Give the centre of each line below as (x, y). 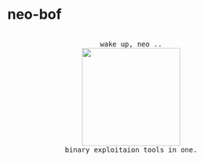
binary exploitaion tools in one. (131, 149)
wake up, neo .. (131, 44)
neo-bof (35, 14)
